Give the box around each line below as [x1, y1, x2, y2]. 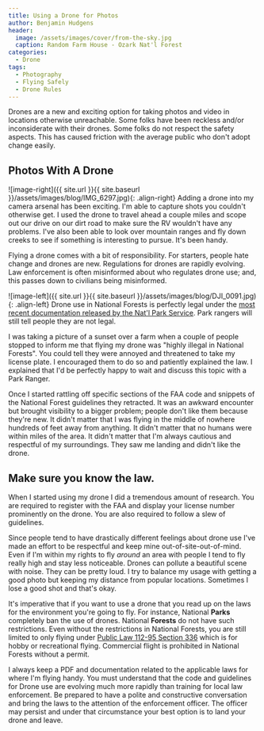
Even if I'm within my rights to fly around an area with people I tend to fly [8, 550, 246, 559]
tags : [8, 63, 26, 71]
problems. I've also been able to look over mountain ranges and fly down [8, 227, 247, 236]
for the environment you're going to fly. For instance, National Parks [8, 607, 231, 617]
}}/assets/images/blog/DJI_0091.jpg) [136, 291, 257, 301]
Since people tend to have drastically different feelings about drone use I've [8, 533, 256, 542]
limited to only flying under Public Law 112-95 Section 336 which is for [8, 633, 238, 642]
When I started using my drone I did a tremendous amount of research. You [8, 492, 254, 502]
